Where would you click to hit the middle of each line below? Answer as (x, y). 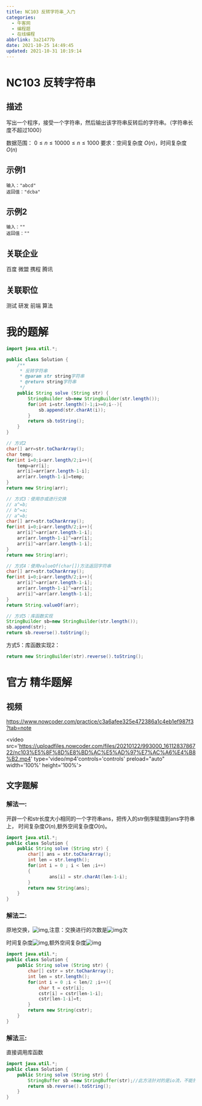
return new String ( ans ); (59, 888)
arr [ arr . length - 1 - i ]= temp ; (51, 477)
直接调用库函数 (25, 1052)
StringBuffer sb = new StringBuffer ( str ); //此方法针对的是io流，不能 (110, 1080)
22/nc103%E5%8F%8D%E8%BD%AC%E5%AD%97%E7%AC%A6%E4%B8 (101, 752)
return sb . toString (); (56, 421)
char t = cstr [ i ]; (61, 988)
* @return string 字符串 (48, 382)
